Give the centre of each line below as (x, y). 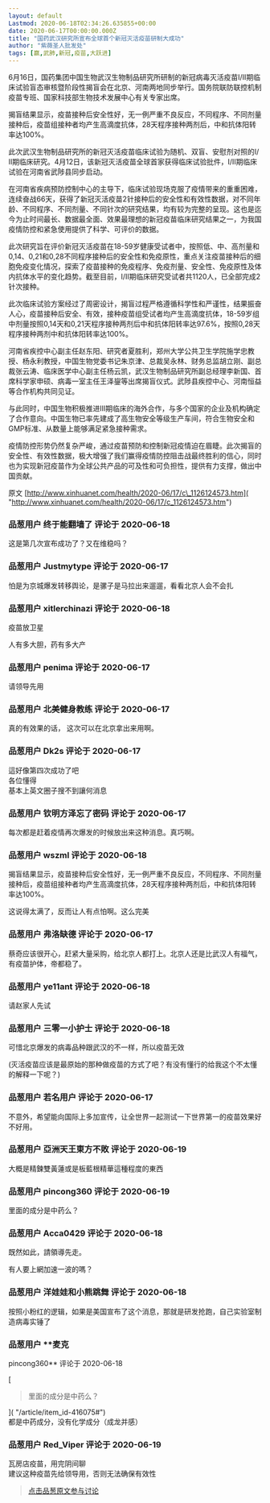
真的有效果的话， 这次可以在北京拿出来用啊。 (83, 728)
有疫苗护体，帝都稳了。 (47, 963)
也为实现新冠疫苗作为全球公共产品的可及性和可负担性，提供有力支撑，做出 (131, 466)
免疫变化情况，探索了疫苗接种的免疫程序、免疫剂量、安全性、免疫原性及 (135, 266)
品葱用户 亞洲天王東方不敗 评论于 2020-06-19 (98, 1149)
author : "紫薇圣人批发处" (47, 46)
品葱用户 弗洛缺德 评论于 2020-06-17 (81, 934)
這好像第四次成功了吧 (43, 770)
